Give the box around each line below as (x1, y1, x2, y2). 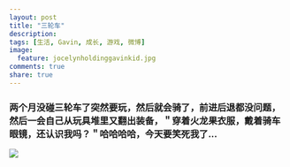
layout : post (9, 12, 57, 22)
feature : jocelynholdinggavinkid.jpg (17, 54, 156, 63)
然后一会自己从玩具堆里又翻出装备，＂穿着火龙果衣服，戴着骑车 (9, 114, 281, 126)
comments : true (9, 63, 65, 72)
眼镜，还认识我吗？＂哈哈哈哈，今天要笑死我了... (9, 127, 218, 140)
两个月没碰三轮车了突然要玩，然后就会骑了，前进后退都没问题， (9, 101, 281, 113)
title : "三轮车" (9, 21, 65, 30)
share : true (9, 71, 53, 80)
